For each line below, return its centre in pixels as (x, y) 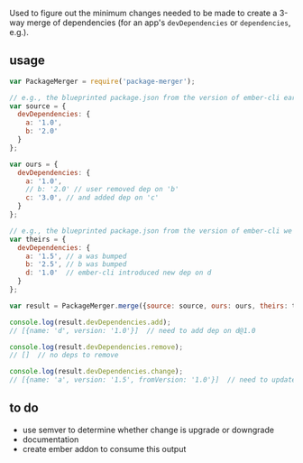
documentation (50, 439)
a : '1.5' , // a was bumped (76, 256)
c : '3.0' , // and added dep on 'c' (92, 198)
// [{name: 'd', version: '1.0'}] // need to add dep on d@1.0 (133, 330)
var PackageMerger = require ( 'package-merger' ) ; (102, 81)
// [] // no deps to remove (64, 356)
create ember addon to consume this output (104, 449)
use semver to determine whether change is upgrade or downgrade (148, 430)
